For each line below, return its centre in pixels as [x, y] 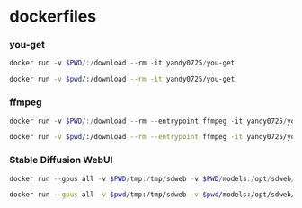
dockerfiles [53, 17]
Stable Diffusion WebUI [61, 160]
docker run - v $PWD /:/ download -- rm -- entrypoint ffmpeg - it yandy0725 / [148, 121]
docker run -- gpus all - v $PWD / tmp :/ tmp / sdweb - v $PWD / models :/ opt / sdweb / [152, 178]
